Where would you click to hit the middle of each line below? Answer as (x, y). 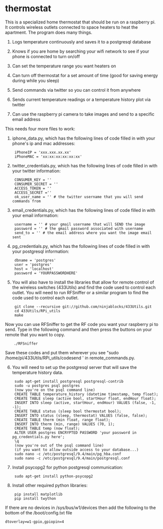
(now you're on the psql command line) (55, 390)
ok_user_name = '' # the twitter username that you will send (79, 197)
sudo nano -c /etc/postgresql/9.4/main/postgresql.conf (72, 458)
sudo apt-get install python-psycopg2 (54, 476)
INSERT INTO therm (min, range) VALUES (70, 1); (65, 424)
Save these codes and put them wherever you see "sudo (62, 352)
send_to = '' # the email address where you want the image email (83, 233)
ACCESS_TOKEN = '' (33, 188)
